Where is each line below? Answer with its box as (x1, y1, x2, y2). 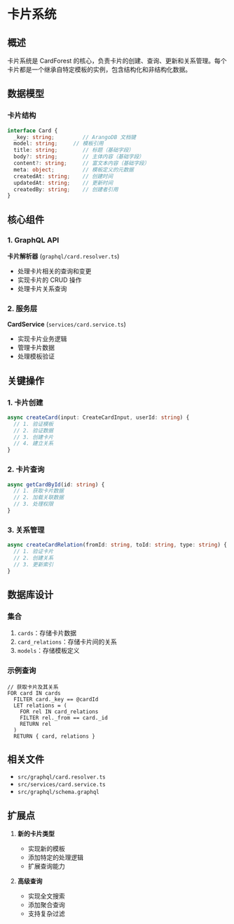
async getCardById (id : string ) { (7, 481, 105, 488)
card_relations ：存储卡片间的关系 (17, 637, 118, 646)
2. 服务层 (7, 304, 38, 313)
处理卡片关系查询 (17, 285, 67, 292)
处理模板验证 (17, 352, 55, 360)
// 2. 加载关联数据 (13, 494, 64, 501)
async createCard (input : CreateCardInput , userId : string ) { (7, 414, 190, 421)
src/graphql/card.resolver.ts (17, 774, 106, 781)
